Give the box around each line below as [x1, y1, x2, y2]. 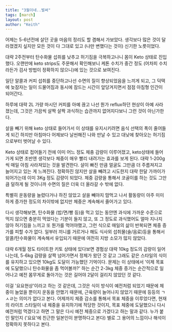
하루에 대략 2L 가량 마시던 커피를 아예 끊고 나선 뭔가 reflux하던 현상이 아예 [5, 101, 154, 108]
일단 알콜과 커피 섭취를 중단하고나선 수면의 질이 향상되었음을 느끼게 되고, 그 [5, 78, 156, 84]
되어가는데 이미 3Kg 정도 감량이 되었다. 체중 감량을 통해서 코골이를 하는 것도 [5, 175, 158, 181]
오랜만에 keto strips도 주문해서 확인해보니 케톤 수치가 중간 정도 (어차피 [16, 60, 158, 67]
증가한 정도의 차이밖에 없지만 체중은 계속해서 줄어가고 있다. [14, 198, 133, 205]
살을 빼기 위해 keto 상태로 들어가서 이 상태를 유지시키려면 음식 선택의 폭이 [5, 125, 153, 132]
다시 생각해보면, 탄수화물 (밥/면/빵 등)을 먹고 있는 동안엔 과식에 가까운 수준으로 [5, 209, 163, 216]
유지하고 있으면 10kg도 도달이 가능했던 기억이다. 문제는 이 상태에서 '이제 [10, 259, 155, 265]
